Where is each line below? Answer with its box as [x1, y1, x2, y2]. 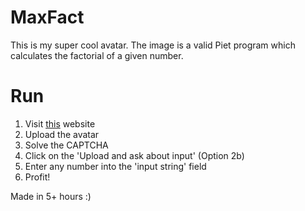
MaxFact [10, 6, 85, 29]
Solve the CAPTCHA [24, 139, 109, 151]
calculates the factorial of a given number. [10, 49, 184, 61]
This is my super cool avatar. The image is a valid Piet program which [10, 39, 296, 51]
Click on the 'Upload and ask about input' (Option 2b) [24, 149, 245, 161]
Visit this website [24, 117, 96, 130]
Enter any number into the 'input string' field [24, 160, 207, 172]
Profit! [24, 171, 51, 183]
